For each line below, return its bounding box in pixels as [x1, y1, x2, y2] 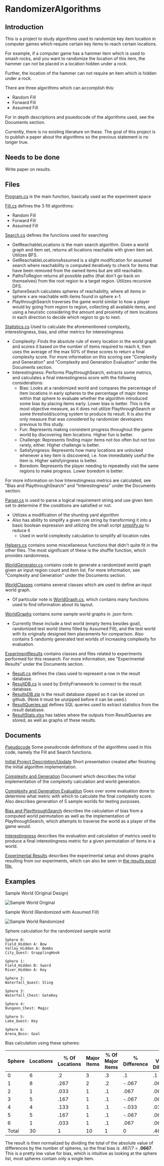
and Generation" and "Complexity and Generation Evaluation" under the [12, 359, 157, 365]
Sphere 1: [5, 959, 25, 964]
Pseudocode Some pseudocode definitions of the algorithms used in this [5, 744, 152, 750]
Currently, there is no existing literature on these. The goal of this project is [5, 129, 156, 135]
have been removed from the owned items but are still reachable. [12, 267, 143, 273]
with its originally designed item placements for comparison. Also [12, 631, 144, 636]
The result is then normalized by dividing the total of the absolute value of [5, 1140, 154, 1146]
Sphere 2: [5, 976, 25, 981]
